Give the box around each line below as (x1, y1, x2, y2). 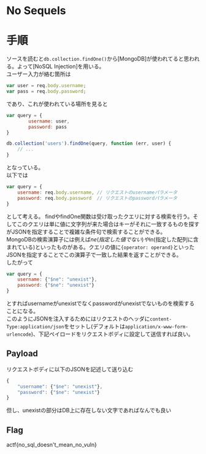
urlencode (6, 331, 32, 338)
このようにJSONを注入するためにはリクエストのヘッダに (6, 315, 150, 322)
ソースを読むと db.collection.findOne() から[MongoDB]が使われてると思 (6, 55, 189, 62)
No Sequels (6, 4, 66, 18)
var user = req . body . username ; (6, 83, 86, 89)
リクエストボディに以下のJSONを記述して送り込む (6, 365, 134, 373)
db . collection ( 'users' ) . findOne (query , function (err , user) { (6, 140, 172, 147)
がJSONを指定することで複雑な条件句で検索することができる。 (6, 228, 166, 235)
